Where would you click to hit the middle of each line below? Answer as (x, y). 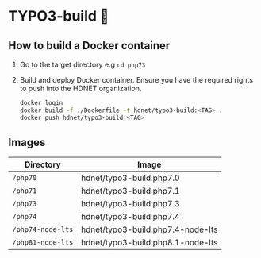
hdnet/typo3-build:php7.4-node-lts (149, 229)
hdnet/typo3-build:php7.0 (130, 178)
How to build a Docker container (89, 46)
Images (27, 142)
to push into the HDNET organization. (81, 88)
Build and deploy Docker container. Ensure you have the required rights (136, 80)
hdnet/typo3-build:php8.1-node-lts (149, 243)
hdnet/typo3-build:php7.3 (130, 204)
